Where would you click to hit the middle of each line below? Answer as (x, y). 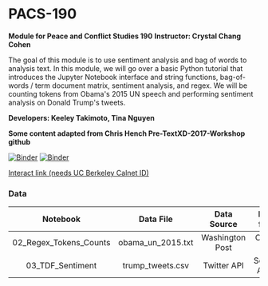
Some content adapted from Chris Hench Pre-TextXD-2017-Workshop (127, 133)
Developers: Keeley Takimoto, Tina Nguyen (82, 117)
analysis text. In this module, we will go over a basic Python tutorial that (126, 68)
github (20, 141)
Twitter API (224, 266)
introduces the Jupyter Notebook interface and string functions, (113, 77)
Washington (223, 238)
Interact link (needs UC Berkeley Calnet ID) (79, 173)
